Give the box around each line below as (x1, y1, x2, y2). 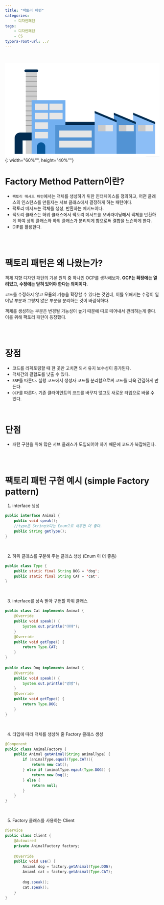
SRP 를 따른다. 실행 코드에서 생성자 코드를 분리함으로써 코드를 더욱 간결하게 (12, 377, 154, 383)
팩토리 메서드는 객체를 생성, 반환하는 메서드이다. (12, 205, 104, 211)
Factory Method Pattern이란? (5, 176, 125, 187)
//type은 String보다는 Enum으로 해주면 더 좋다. (14, 524, 103, 529)
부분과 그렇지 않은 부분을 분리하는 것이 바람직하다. (14, 297, 110, 303)
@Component (5, 741, 27, 746)
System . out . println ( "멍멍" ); (23, 681, 80, 686)
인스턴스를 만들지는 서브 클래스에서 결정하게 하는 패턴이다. (21, 199, 133, 205)
